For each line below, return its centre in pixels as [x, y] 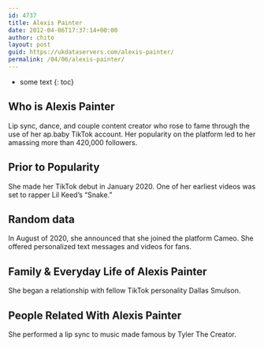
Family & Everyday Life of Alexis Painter [108, 272]
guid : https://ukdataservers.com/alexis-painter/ [91, 52]
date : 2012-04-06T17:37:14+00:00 [63, 30]
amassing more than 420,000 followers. [73, 142]
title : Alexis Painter [45, 23]
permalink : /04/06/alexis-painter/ [67, 60]
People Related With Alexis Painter [95, 315]
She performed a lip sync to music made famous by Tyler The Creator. [122, 334]
